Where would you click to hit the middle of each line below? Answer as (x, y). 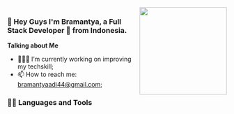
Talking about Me (33, 45)
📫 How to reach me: (47, 74)
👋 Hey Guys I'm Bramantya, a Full (64, 22)
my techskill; (36, 66)
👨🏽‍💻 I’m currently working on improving (74, 59)
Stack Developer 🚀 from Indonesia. (67, 30)
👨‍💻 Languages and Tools (50, 103)
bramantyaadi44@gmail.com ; (60, 85)
